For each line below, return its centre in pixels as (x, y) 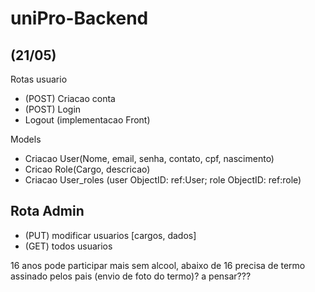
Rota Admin (47, 211)
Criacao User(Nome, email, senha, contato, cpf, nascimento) (149, 158)
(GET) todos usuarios (68, 246)
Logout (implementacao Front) (87, 120)
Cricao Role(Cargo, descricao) (87, 169)
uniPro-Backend (79, 18)
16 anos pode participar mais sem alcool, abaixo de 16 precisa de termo (158, 265)
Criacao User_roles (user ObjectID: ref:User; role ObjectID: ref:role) (163, 180)
